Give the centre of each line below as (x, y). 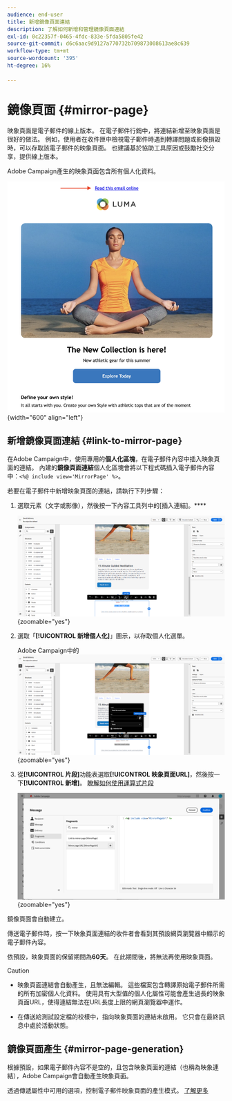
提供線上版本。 (40, 156)
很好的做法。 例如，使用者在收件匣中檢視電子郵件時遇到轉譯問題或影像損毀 (114, 139)
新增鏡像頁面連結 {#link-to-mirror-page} (95, 441)
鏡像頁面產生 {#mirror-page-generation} (96, 1049)
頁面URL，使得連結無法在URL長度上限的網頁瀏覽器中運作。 (101, 1002)
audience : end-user (35, 14)
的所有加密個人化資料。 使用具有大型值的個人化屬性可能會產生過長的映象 (121, 993)
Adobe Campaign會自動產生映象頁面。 (77, 1075)
